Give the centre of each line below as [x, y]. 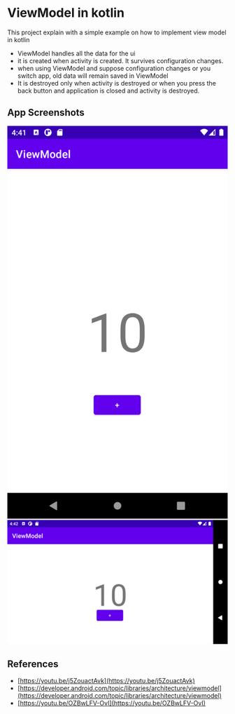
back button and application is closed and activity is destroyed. [108, 90]
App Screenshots [46, 113]
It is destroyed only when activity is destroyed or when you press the [117, 83]
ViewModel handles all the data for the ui [76, 53]
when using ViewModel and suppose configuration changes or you [114, 68]
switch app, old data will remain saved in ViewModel [93, 76]
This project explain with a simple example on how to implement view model [117, 32]
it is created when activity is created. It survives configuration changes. [120, 60]
